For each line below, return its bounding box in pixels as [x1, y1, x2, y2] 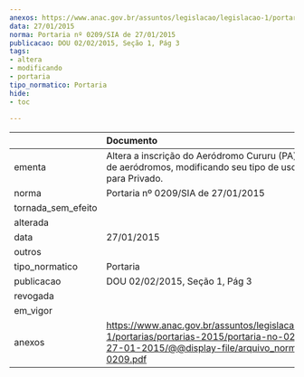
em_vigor [14, 305, 52, 317]
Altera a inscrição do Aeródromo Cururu [106, 150, 277, 163]
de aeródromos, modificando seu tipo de [106, 161, 280, 174]
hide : [9, 89, 30, 98]
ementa [14, 161, 47, 174]
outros [14, 246, 43, 259]
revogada [14, 290, 54, 303]
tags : [9, 47, 30, 56]
